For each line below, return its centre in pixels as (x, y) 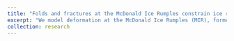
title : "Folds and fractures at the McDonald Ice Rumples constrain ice (115, 14)
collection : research (39, 26)
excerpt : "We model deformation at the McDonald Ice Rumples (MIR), (109, 20)
